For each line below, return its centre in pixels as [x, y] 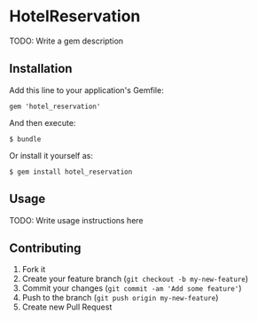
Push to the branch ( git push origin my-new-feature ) [120, 298]
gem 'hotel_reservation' [55, 106]
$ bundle [25, 139]
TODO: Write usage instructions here [76, 220]
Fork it [34, 270]
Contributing [45, 248]
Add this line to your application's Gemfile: [86, 90]
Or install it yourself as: [51, 155]
